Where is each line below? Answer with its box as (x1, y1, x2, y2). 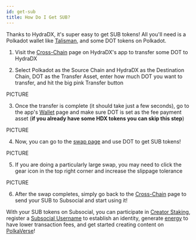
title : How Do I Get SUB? (6, 14, 70, 20)
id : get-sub (6, 8, 36, 15)
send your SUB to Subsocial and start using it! (14, 197, 128, 204)
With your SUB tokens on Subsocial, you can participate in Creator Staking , (6, 208, 191, 215)
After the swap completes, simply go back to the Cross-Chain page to (14, 190, 186, 197)
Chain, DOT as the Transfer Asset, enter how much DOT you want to (14, 73, 183, 80)
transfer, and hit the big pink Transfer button (14, 79, 124, 86)
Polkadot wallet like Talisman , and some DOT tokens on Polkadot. (6, 37, 167, 44)
